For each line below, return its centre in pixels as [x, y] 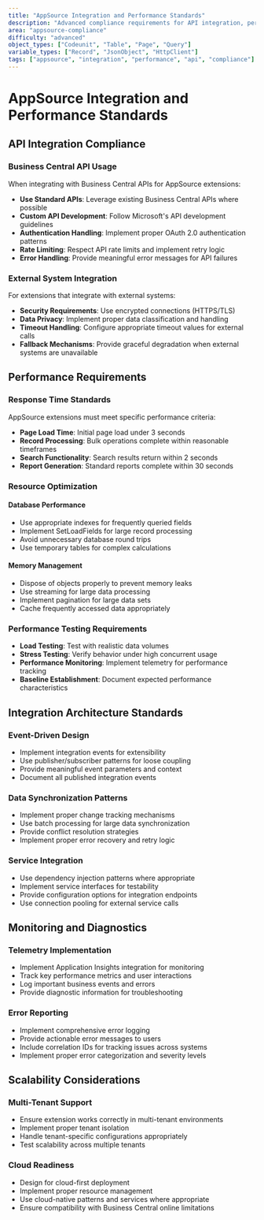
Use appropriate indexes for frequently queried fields [106, 522]
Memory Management [45, 565]
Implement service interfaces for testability [89, 886]
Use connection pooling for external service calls [99, 903]
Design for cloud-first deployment [74, 1182]
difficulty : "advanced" [47, 37]
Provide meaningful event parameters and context [101, 769]
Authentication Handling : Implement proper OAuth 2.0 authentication [132, 233]
